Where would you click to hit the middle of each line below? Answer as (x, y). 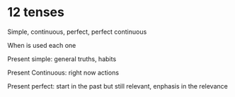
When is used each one (42, 45)
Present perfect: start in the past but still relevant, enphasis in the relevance (117, 86)
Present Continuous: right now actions (63, 72)
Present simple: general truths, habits (62, 59)
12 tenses (36, 12)
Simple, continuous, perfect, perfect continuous (77, 32)
